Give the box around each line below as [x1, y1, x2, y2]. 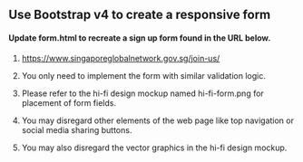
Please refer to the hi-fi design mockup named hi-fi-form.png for [21, 88, 264, 99]
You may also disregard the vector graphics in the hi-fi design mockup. [21, 142, 288, 153]
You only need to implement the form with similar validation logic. [21, 70, 267, 81]
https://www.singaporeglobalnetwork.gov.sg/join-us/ [21, 52, 220, 63]
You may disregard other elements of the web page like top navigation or [21, 115, 294, 126]
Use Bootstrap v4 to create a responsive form [8, 7, 271, 23]
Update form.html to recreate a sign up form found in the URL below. [8, 32, 271, 43]
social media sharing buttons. [21, 124, 132, 135]
